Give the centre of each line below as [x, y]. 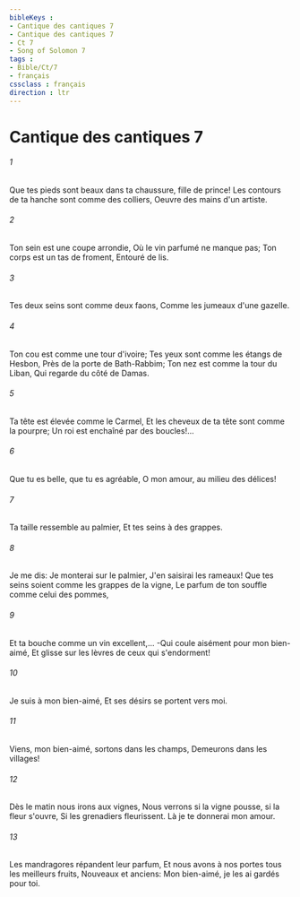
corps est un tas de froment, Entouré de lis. [89, 257]
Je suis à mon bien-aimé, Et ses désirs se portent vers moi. [119, 701]
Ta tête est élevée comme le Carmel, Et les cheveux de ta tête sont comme [147, 421]
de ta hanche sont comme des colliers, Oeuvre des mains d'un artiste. [138, 199]
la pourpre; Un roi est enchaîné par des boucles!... [102, 430]
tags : [21, 59]
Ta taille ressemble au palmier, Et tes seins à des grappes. [116, 527]
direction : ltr [39, 92]
